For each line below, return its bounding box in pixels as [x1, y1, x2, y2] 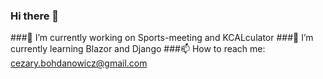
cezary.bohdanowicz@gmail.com [10, 57, 148, 69]
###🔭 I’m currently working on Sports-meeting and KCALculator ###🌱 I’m [10, 32, 314, 44]
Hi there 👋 [10, 9, 60, 23]
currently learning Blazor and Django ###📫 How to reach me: [10, 43, 266, 55]
